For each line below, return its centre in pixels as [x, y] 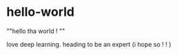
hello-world [41, 12]
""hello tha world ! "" [36, 31]
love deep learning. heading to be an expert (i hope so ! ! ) [89, 44]
